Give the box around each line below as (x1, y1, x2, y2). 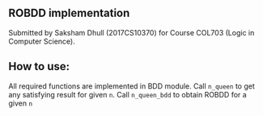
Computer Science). (8, 36, 75, 46)
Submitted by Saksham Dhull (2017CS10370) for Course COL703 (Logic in (8, 27, 255, 37)
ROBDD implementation (8, 6, 130, 20)
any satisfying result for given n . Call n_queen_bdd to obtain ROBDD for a (8, 89, 247, 99)
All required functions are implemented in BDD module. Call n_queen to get (8, 81, 255, 91)
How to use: (8, 60, 70, 73)
